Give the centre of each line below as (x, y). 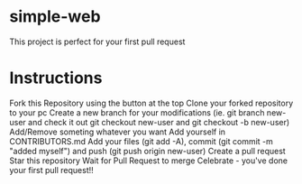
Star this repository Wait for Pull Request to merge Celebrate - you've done (149, 161)
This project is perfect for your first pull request (97, 41)
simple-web (55, 17)
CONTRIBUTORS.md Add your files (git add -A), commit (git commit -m (141, 141)
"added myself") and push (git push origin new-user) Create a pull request (147, 151)
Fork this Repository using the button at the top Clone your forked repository (151, 103)
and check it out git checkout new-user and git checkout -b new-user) (159, 122)
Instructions (56, 78)
